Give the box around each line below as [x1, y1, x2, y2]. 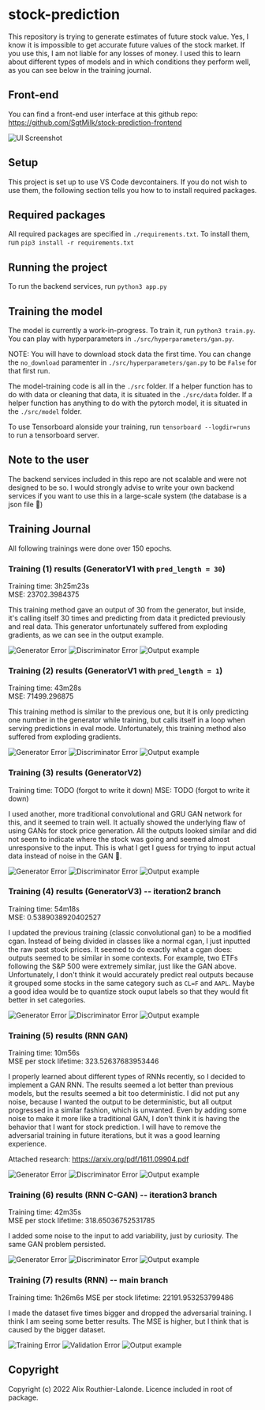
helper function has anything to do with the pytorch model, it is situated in [8, 398, 248, 407]
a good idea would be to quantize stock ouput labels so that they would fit [8, 987, 248, 996]
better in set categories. [8, 995, 86, 1004]
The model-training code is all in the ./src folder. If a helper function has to [8, 381, 253, 391]
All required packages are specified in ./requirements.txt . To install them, [8, 229, 250, 239]
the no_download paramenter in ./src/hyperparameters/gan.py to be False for [8, 358, 257, 367]
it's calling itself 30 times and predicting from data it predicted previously [8, 613, 246, 623]
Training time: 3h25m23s [8, 581, 90, 590]
